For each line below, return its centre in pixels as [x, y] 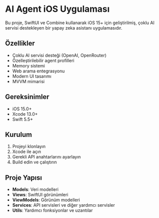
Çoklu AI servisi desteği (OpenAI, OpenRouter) [59, 55]
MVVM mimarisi [28, 81]
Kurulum [19, 135]
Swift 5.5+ [23, 119]
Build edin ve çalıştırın [34, 162]
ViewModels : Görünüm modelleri [46, 200]
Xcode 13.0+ [25, 114]
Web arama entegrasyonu [38, 71]
